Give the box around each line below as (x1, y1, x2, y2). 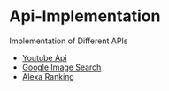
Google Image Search (21, 62, 102, 72)
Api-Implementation (9, 6, 161, 27)
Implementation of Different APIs (9, 35, 128, 46)
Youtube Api (21, 52, 68, 63)
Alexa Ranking (21, 71, 75, 81)
